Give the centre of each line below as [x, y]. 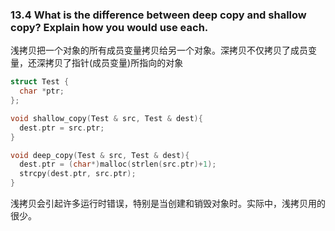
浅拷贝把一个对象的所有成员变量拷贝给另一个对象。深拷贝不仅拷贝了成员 [159, 50]
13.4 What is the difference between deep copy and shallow [158, 15]
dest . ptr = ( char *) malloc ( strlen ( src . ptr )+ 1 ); [118, 164]
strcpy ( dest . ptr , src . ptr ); [78, 174]
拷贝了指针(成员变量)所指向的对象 [114, 63]
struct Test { [40, 82]
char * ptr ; [42, 91]
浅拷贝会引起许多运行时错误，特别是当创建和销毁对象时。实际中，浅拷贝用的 [168, 204]
